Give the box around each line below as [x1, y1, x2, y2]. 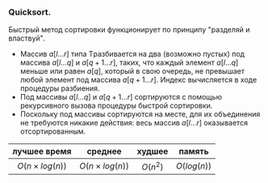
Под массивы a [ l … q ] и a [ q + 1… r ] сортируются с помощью [19, 92, 222, 102]
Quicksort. [8, 6, 52, 18]
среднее [86, 146, 123, 157]
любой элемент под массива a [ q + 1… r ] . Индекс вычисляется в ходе [19, 75, 258, 85]
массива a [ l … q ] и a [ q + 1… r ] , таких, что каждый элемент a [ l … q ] [19, 57, 239, 67]
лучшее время [12, 146, 72, 157]
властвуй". [8, 33, 46, 43]
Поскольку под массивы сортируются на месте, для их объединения [19, 109, 261, 119]
